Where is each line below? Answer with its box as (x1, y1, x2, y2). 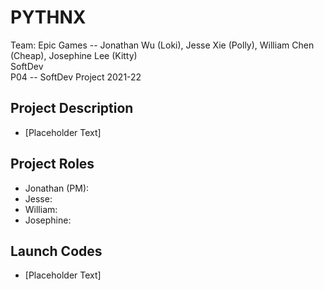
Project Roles (10, 156, 95, 173)
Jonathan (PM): (24, 182, 90, 194)
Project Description (10, 100, 134, 117)
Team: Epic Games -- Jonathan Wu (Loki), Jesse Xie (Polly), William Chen (10, 39, 315, 51)
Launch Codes (10, 242, 103, 260)
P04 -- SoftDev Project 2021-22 (10, 71, 142, 83)
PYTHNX (10, 6, 87, 29)
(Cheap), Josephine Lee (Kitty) (10, 49, 138, 61)
